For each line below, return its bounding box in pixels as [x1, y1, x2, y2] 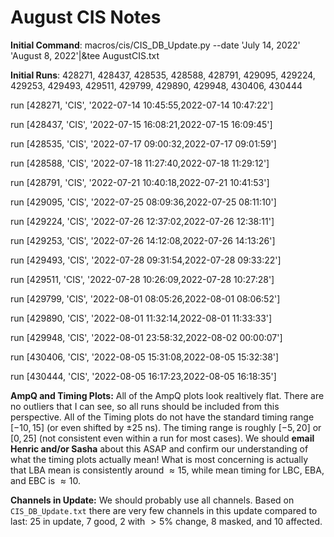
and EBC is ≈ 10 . [10, 474, 81, 486]
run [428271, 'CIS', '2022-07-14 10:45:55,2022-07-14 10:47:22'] [10, 99, 274, 111]
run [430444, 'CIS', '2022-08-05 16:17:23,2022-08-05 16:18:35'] [10, 370, 277, 382]
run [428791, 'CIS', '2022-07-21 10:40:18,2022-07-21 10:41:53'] [10, 176, 270, 188]
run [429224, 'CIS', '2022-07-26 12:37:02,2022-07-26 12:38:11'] [10, 215, 275, 227]
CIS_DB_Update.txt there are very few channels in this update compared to [10, 504, 318, 516]
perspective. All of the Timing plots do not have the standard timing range [10, 411, 315, 423]
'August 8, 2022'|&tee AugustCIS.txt [10, 49, 160, 61]
